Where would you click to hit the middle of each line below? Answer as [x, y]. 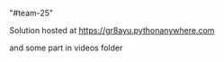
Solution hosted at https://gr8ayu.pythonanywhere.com [112, 30]
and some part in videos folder [66, 48]
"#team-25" [31, 13]
